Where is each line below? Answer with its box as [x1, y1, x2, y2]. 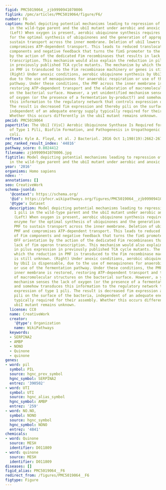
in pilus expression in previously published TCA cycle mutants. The [14, 247, 161, 252]
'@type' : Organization [14, 321, 61, 326]
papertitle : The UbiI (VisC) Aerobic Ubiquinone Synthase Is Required [5, 122, 154, 127]
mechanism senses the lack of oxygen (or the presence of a [14, 279, 140, 284]
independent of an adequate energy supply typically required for [9, 109, 149, 114]
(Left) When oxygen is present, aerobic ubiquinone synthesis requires [9, 30, 161, 35]
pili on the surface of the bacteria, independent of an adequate [14, 293, 154, 298]
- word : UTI [5, 385, 30, 390]
